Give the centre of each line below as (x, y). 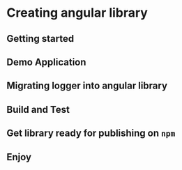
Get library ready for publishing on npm (91, 133)
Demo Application (46, 62)
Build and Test (38, 109)
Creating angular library (77, 13)
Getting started (40, 39)
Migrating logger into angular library (87, 86)
